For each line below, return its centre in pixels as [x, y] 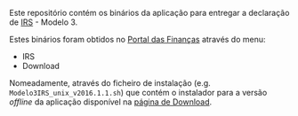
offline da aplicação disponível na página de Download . [111, 102]
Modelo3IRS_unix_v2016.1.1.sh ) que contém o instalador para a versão [138, 93]
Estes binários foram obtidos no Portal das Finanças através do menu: [137, 39]
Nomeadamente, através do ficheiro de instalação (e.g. [110, 83]
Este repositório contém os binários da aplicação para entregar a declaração [149, 13]
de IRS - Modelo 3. [44, 22]
